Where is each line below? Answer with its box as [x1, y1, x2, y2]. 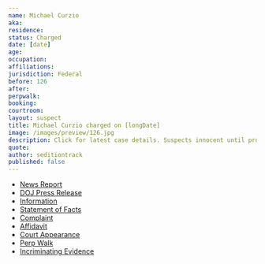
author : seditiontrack [8, 151, 83, 158]
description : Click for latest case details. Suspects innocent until [8, 136, 245, 144]
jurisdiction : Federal [8, 70, 83, 78]
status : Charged [8, 33, 62, 42]
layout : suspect [8, 114, 62, 122]
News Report [19, 180, 63, 189]
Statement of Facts [19, 205, 82, 214]
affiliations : [8, 63, 55, 71]
